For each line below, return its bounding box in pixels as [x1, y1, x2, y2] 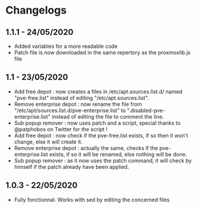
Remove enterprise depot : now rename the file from [14, 100, 142, 107]
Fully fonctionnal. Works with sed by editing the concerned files [14, 196, 170, 203]
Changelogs [5, 4, 67, 17]
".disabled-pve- [127, 107, 165, 114]
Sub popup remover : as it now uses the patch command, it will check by [14, 157, 192, 164]
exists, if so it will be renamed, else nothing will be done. [49, 151, 187, 158]
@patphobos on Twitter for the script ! [14, 125, 108, 133]
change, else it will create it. [14, 138, 83, 145]
